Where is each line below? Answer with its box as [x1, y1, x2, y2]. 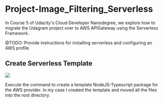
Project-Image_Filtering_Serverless [5, 3, 153, 15]
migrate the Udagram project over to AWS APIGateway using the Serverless [5, 25, 159, 31]
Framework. [5, 30, 29, 36]
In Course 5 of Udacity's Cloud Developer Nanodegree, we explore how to [5, 20, 156, 26]
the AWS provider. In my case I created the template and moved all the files [5, 87, 157, 93]
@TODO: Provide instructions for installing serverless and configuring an [5, 39, 152, 45]
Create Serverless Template [5, 59, 93, 68]
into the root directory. [5, 92, 51, 98]
